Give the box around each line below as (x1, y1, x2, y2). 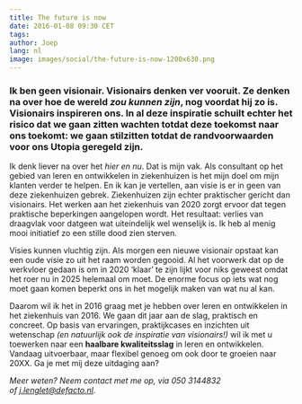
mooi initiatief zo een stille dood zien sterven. (9, 228, 178, 239)
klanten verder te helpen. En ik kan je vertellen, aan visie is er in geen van (9, 180, 281, 191)
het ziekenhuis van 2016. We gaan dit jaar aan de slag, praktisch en (9, 311, 259, 321)
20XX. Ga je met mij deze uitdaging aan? (9, 358, 160, 369)
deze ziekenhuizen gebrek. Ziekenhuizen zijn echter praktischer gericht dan (9, 189, 290, 200)
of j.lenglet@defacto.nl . (9, 385, 96, 396)
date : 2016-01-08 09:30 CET (9, 22, 115, 31)
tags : (9, 30, 30, 39)
